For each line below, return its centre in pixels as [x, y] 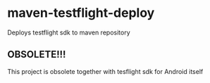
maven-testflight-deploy [81, 13]
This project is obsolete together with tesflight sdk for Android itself [105, 71]
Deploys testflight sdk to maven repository [69, 32]
